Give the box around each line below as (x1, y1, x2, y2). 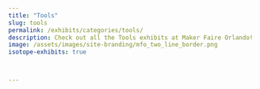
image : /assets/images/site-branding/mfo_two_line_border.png (8, 41, 218, 49)
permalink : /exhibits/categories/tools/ (8, 26, 144, 34)
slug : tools (8, 19, 48, 27)
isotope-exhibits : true (8, 48, 87, 56)
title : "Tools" (8, 11, 59, 20)
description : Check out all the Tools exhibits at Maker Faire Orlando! (8, 33, 254, 42)
